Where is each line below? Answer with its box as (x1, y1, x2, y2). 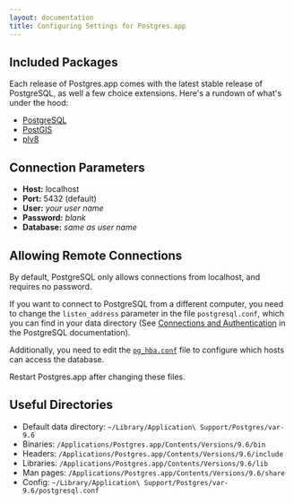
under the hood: (9, 98, 69, 109)
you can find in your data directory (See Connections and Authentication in (9, 317, 286, 328)
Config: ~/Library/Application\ (22, 476, 141, 487)
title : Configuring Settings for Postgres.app (9, 22, 186, 30)
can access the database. (9, 353, 105, 364)
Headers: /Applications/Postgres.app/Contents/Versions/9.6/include (22, 448, 284, 458)
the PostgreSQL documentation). (9, 326, 131, 337)
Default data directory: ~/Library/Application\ (22, 421, 196, 431)
